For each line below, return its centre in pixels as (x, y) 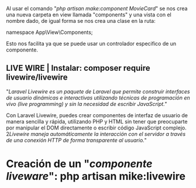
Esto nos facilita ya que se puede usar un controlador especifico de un (91, 44)
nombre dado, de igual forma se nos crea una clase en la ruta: (81, 21)
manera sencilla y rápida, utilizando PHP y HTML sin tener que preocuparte (97, 121)
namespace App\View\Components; (49, 32)
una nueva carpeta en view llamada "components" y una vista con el (89, 15)
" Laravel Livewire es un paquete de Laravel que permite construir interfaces (98, 91)
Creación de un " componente (79, 164)
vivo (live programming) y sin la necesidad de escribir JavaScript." (87, 104)
